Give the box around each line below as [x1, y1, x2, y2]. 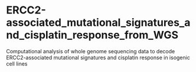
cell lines [6, 60, 28, 67]
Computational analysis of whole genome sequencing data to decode [6, 47, 175, 54]
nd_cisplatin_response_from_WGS [6, 29, 179, 42]
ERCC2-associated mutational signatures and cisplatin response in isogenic [6, 54, 190, 61]
